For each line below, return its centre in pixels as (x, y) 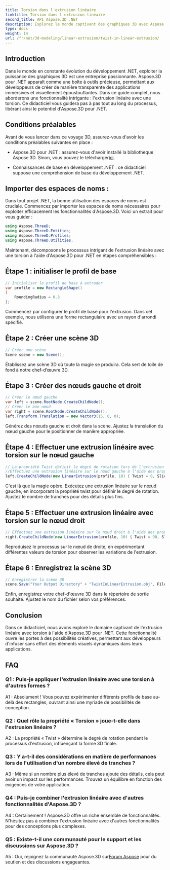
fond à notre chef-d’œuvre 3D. (37, 370)
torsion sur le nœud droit (45, 520)
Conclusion (24, 615)
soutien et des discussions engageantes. (48, 862)
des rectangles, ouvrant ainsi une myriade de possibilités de (78, 702)
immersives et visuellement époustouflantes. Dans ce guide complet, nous (83, 92)
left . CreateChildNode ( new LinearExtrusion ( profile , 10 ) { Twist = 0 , (80, 476)
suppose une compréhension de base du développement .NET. (78, 172)
